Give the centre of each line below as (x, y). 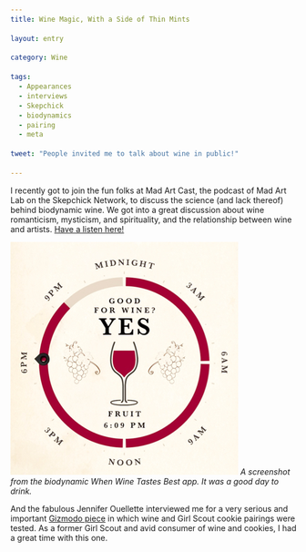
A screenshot (265, 471)
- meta (31, 135)
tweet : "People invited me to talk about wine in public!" (125, 154)
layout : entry (37, 38)
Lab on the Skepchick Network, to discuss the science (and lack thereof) (147, 199)
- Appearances (45, 87)
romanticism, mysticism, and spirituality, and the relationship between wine (151, 220)
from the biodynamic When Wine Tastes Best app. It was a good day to (145, 481)
